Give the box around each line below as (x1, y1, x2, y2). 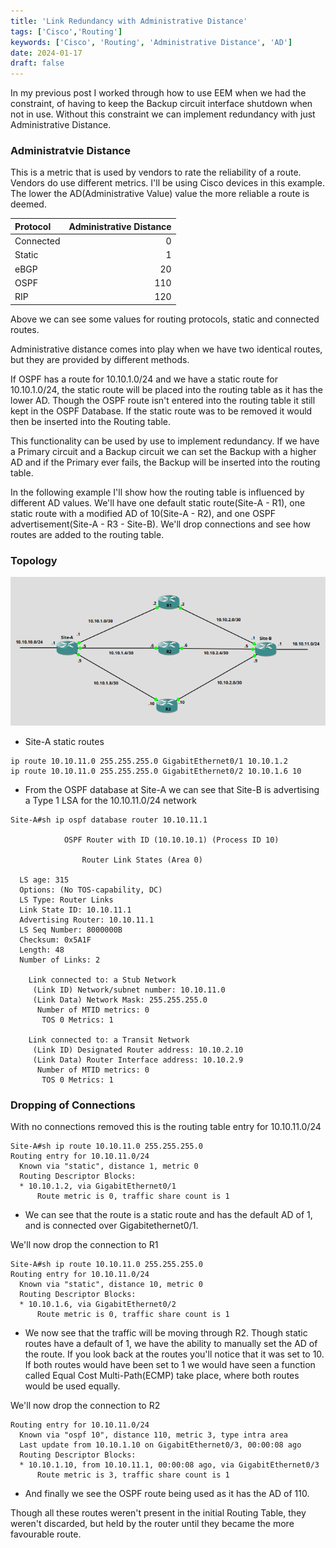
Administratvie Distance (10, 144, 131, 158)
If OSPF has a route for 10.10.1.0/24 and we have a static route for (10, 373, 279, 385)
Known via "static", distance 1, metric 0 (19, 1161, 199, 1172)
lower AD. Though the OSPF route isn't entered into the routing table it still (10, 394, 316, 406)
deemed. (10, 198, 47, 210)
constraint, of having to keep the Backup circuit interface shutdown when (10, 98, 313, 110)
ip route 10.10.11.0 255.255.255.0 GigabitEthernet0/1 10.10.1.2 (10, 756, 288, 767)
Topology (10, 553, 58, 567)
